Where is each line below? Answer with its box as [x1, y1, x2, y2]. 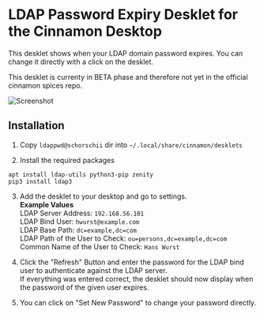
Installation [8, 119, 65, 132]
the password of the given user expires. [19, 283, 149, 292]
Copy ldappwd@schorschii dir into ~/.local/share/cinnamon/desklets [19, 140, 243, 150]
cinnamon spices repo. [8, 81, 83, 90]
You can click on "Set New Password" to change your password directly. [19, 298, 257, 307]
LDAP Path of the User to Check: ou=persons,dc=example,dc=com [19, 233, 228, 243]
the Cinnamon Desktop [8, 22, 162, 40]
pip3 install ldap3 [8, 177, 73, 185]
